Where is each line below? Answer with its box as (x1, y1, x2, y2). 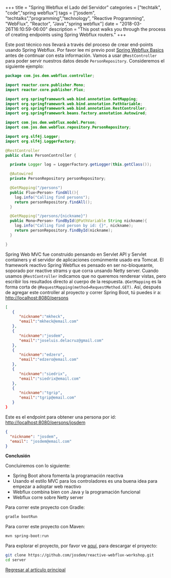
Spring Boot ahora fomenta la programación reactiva (12, 472, 124, 479)
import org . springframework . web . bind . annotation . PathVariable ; (5, 101, 143, 107)
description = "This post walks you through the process (48, 26, 166, 32)
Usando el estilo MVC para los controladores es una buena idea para (12, 478, 158, 484)
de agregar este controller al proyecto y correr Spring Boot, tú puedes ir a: (5, 289, 162, 295)
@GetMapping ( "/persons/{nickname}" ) (10, 214, 88, 219)
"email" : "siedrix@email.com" (18, 376, 81, 381)
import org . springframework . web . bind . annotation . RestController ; (5, 106, 147, 111)
